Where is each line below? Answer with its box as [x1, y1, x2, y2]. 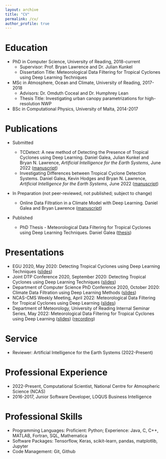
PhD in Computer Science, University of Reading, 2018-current [12, 59, 140, 65]
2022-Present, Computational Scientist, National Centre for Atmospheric [12, 383, 160, 389]
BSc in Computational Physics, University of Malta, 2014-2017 [12, 106, 138, 112]
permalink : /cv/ [5, 16, 39, 21]
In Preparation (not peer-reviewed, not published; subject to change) [12, 190, 152, 196]
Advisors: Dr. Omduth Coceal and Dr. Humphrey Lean [19, 90, 128, 96]
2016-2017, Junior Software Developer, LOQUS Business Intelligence [12, 394, 152, 400]
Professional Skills [5, 411, 83, 422]
